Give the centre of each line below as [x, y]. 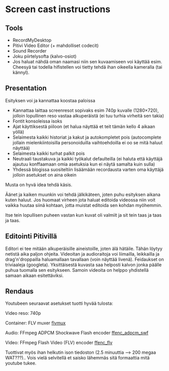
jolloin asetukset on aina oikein [44, 175]
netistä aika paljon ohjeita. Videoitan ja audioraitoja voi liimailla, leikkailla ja [82, 254]
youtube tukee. [21, 363]
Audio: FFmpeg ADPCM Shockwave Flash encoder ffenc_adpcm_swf [77, 333]
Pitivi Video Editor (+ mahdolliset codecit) [55, 46]
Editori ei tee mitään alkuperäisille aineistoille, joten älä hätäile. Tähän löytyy [84, 249]
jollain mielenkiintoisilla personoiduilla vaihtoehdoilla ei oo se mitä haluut [88, 142]
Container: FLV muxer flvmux [36, 323]
